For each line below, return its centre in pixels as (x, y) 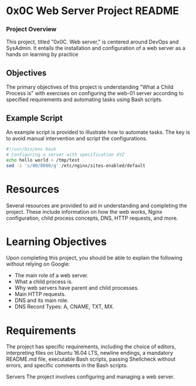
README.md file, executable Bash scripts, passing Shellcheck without (91, 359)
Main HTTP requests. (40, 294)
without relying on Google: (38, 264)
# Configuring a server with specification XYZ (65, 155)
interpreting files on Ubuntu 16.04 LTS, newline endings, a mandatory (89, 353)
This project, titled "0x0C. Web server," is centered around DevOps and (92, 42)
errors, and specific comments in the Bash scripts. (67, 365)
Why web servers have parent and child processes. (77, 288)
